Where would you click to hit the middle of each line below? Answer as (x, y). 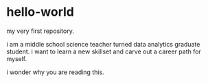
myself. (17, 58)
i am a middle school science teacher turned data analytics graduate (103, 44)
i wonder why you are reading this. (55, 72)
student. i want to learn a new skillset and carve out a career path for (104, 51)
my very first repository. (41, 31)
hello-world (41, 12)
